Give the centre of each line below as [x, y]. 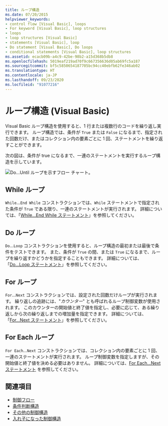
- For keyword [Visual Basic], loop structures [56, 29]
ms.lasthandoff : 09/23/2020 [35, 80]
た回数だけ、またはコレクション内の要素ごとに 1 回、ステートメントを [77, 138]
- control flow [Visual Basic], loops [46, 24]
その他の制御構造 [30, 412]
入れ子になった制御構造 [37, 418]
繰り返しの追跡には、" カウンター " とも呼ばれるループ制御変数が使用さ [88, 301]
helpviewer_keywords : [28, 19]
